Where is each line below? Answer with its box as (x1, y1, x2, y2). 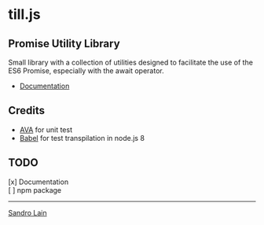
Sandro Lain (8, 208, 47, 217)
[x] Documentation (8, 177, 69, 186)
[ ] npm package (8, 185, 61, 194)
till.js (8, 6, 41, 24)
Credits (8, 104, 46, 117)
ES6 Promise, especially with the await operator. (8, 66, 164, 76)
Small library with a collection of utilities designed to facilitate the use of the (8, 57, 254, 67)
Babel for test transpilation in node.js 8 (19, 133, 145, 142)
